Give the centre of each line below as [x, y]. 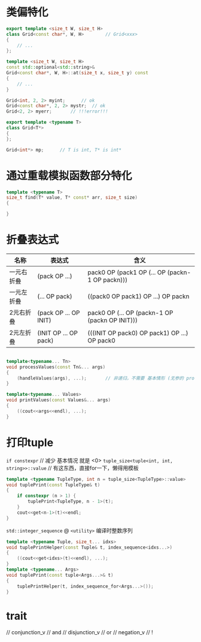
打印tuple [30, 442]
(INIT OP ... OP [57, 333]
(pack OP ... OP [59, 313]
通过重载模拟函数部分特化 [69, 176]
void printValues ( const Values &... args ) [59, 400]
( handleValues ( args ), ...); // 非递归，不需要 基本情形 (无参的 [100, 378]
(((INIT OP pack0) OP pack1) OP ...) [138, 333]
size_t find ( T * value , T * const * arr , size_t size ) [72, 198]
